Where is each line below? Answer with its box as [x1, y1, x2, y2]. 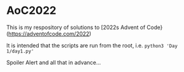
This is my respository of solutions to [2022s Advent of [6, 24, 146, 31]
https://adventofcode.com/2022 [8, 30, 90, 37]
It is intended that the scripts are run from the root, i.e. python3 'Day [6, 42, 178, 49]
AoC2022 [6, 4, 56, 18]
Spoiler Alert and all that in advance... [6, 59, 101, 66]
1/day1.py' [6, 48, 34, 54]
